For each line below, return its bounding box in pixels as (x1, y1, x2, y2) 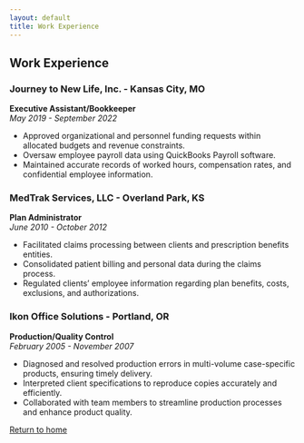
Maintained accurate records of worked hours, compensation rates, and (22, 160, 292, 171)
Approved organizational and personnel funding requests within (22, 131, 261, 142)
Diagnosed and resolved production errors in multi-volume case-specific (22, 358, 296, 369)
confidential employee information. (22, 169, 153, 180)
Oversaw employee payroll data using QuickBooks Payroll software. (22, 150, 277, 161)
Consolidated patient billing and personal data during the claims (22, 259, 261, 270)
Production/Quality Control (9, 330, 114, 341)
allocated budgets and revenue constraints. (22, 140, 186, 151)
